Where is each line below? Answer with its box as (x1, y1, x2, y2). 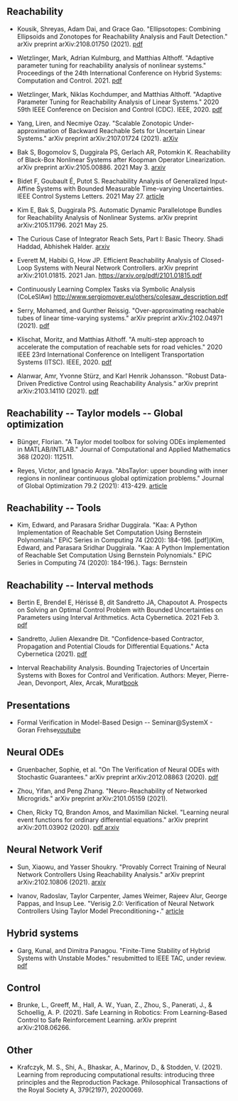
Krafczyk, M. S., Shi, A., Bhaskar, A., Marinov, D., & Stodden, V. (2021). (16, 1063, 223, 1072)
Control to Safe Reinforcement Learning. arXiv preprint (16, 1016, 177, 1024)
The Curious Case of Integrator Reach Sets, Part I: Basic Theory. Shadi (16, 234, 225, 243)
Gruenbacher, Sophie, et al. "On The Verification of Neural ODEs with (16, 765, 220, 774)
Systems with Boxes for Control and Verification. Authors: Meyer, (16, 671, 207, 680)
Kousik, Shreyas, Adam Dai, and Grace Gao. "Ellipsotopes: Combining (16, 24, 221, 33)
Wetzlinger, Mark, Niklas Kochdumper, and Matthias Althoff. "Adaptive (16, 90, 222, 98)
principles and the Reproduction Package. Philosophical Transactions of (16, 1078, 228, 1087)
